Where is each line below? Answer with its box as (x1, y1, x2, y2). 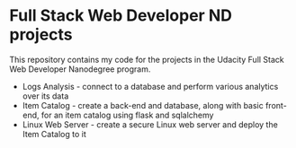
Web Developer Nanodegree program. (9, 64, 151, 74)
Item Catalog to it (22, 128, 87, 139)
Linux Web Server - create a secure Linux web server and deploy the (22, 118, 279, 130)
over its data (22, 91, 69, 101)
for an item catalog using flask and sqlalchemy (40, 109, 214, 120)
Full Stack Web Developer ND (9, 5, 232, 26)
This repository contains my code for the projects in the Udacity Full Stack (9, 54, 285, 65)
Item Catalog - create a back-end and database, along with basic (22, 100, 264, 110)
